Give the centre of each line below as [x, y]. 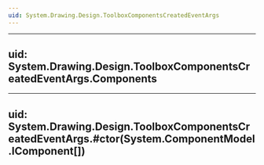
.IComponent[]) [47, 151]
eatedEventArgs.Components [82, 79]
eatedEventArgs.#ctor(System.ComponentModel [132, 139]
